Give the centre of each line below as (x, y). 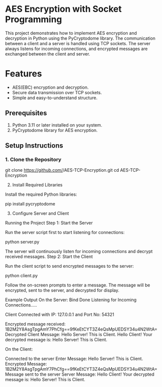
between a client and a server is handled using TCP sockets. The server (78, 43)
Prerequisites (26, 113)
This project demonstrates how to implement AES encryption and (71, 33)
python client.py (21, 276)
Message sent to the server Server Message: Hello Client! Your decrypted (80, 374)
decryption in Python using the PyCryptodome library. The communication (80, 38)
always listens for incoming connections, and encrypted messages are (77, 49)
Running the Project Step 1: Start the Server (49, 223)
